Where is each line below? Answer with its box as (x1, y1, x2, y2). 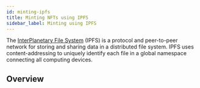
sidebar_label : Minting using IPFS (6, 20, 97, 26)
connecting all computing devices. (6, 56, 93, 64)
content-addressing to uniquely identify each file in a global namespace (6, 50, 187, 57)
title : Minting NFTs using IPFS (6, 15, 88, 21)
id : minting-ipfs (6, 8, 51, 15)
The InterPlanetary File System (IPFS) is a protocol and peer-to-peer (6, 37, 178, 44)
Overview (6, 73, 45, 84)
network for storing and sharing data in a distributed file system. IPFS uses (6, 43, 194, 50)
